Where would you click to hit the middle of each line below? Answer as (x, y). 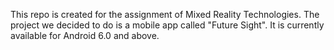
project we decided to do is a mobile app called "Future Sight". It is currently (167, 25)
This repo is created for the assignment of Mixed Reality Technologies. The (165, 14)
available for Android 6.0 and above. (85, 35)
